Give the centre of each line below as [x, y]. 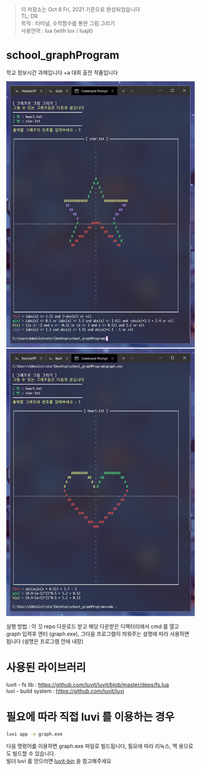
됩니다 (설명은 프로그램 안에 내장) [45, 641]
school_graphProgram [63, 55]
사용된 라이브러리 [46, 667]
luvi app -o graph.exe [34, 734]
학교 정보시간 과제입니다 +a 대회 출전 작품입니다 [62, 72]
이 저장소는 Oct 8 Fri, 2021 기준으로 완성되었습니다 [80, 9]
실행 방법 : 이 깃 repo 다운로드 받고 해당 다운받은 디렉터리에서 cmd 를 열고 [93, 626]
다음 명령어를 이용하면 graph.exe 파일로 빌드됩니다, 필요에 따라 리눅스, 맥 [92, 746]
